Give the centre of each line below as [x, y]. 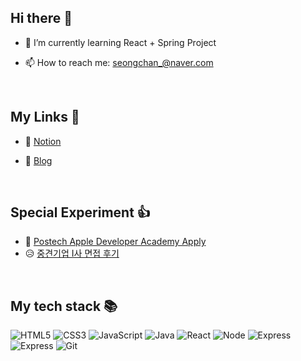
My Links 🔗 [45, 117]
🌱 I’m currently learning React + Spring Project [120, 42]
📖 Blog [38, 160]
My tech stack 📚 [64, 306]
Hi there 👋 [41, 18]
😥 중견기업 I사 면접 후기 [72, 253]
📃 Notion [43, 141]
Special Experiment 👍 [80, 212]
